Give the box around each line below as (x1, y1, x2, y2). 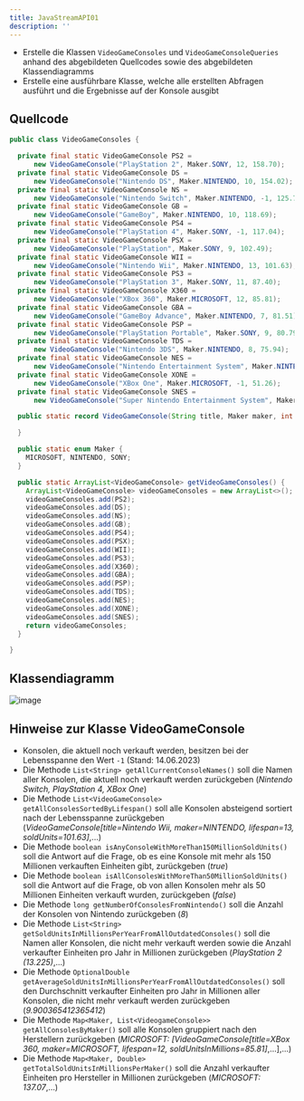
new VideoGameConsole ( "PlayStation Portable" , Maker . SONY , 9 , (33, 328, 273, 338)
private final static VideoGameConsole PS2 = (17, 151, 193, 161)
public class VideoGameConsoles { (9, 135, 140, 145)
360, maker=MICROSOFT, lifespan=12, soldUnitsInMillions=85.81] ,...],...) (22, 1043, 292, 1054)
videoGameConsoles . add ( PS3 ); (25, 553, 136, 562)
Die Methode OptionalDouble (22, 966, 130, 977)
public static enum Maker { (17, 445, 124, 454)
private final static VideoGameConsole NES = (17, 354, 193, 363)
